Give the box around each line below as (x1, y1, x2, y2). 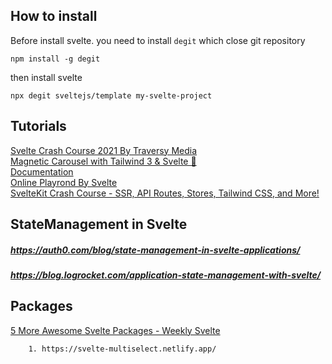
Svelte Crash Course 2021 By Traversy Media (10, 144, 198, 156)
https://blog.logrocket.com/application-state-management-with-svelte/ (10, 269, 322, 281)
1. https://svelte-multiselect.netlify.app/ (28, 344, 217, 354)
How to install (10, 8, 98, 25)
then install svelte (10, 71, 83, 83)
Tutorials (10, 118, 67, 135)
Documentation (10, 165, 74, 178)
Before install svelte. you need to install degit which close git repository (10, 34, 306, 46)
